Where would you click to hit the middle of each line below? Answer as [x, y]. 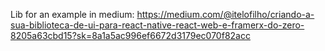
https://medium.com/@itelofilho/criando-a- [225, 14]
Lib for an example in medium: [72, 14]
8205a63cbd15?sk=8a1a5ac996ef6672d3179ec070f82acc [130, 35]
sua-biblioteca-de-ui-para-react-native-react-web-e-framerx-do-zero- [157, 25]
